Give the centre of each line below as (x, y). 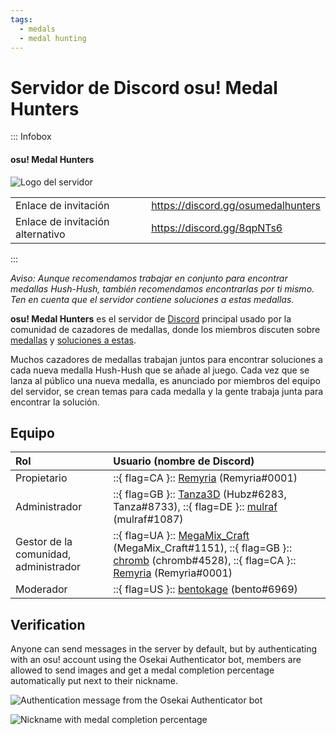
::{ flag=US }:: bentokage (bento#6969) (205, 589)
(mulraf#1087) (148, 519)
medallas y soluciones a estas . (73, 340)
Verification (48, 624)
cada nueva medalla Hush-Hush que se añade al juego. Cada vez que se (160, 370)
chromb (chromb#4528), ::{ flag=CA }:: (205, 561)
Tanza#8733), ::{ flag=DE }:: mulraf (195, 507)
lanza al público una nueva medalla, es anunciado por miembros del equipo (165, 380)
